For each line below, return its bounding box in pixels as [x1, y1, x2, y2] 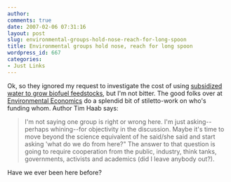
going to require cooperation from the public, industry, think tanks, [24, 147, 217, 155]
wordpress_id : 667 [7, 50, 61, 57]
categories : [7, 56, 42, 63]
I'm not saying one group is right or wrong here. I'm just [24, 117, 186, 126]
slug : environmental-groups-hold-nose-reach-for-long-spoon [7, 36, 187, 43]
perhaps [24, 125, 49, 133]
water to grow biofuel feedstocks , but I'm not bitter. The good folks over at [7, 89, 223, 97]
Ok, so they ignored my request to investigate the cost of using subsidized [7, 81, 223, 90]
